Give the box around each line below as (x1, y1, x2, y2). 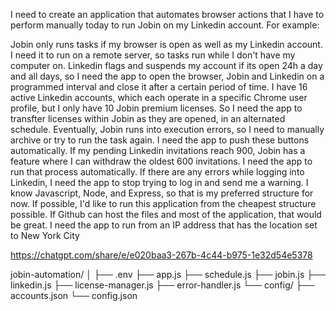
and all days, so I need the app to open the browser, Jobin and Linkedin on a (10, 70, 325, 82)
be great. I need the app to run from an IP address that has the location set (10, 219, 318, 231)
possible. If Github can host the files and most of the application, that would (10, 209, 322, 220)
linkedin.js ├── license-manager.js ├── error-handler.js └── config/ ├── (10, 279, 315, 291)
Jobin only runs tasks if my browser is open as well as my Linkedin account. (10, 39, 323, 50)
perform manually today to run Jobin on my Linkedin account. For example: (10, 19, 320, 31)
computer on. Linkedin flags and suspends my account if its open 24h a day (10, 60, 323, 71)
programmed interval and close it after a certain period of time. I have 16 (10, 81, 308, 93)
